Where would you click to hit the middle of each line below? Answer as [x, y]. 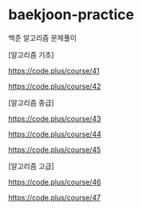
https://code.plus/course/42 [55, 86]
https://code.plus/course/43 [55, 118]
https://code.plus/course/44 [55, 134]
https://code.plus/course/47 [55, 197]
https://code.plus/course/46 [55, 182]
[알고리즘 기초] [31, 54]
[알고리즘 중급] [31, 102]
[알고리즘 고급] [31, 166]
